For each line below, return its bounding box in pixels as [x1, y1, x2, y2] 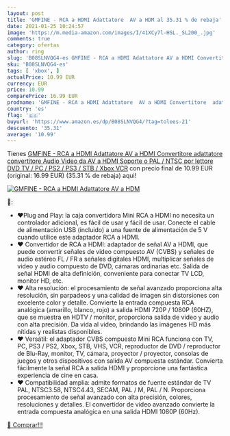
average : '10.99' [7, 131, 57, 138]
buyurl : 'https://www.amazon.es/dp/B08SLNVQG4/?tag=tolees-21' [7, 118, 192, 125]
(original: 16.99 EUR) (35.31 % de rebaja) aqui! [7, 172, 137, 180]
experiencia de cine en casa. [16, 371, 99, 380]
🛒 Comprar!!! [7, 421, 43, 429]
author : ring [7, 49, 44, 55]
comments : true [7, 36, 51, 42]
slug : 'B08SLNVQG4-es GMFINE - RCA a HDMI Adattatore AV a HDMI [7, 55, 194, 62]
